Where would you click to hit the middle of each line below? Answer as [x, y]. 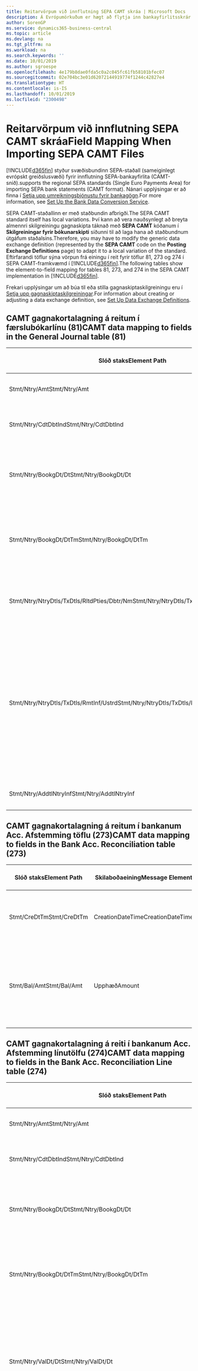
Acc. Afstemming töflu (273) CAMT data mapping [98, 835]
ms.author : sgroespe [32, 66]
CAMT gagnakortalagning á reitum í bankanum [94, 825]
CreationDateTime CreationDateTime [143, 917]
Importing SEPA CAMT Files [75, 154]
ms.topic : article [29, 34]
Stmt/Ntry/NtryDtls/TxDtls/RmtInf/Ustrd [63, 703]
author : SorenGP [26, 22]
